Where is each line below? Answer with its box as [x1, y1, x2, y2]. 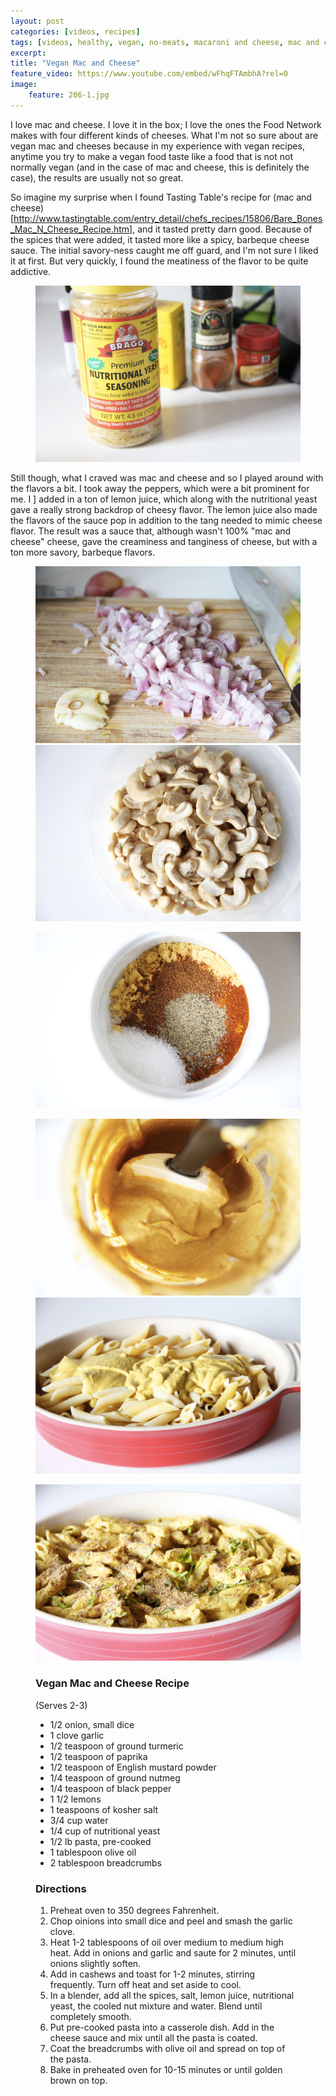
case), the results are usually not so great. [10, 171, 184, 184]
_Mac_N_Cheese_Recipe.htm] [10, 223, 133, 235]
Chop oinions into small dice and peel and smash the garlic [49, 1915, 293, 1927]
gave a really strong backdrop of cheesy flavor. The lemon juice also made [10, 504, 318, 516]
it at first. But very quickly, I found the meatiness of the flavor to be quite [10, 255, 309, 267]
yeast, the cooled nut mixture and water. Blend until [49, 2000, 263, 2012]
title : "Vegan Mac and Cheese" [10, 58, 141, 69]
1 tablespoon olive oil [49, 1846, 137, 1858]
